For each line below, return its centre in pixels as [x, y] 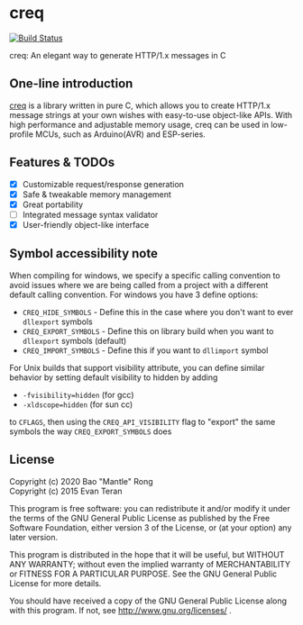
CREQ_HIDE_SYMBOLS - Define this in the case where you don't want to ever [158, 312]
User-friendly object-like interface [86, 224]
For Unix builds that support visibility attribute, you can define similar [137, 367]
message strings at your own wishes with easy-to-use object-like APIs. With [151, 114]
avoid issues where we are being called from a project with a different [139, 285]
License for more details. [55, 583]
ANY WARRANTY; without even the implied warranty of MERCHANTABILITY [150, 564]
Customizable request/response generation [103, 184]
